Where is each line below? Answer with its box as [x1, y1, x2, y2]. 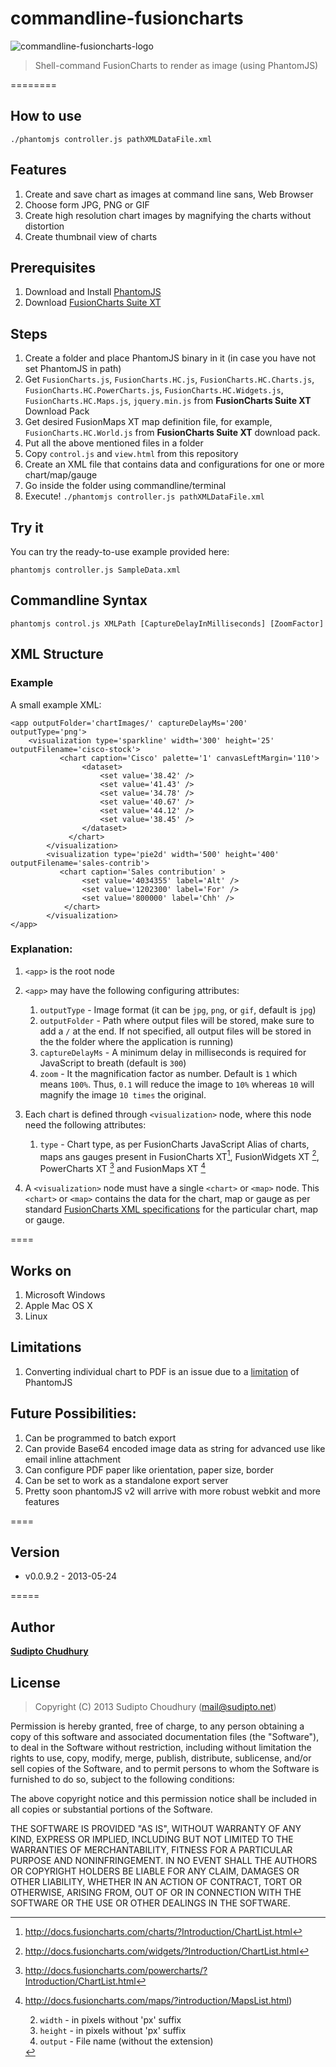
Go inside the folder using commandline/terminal [24, 480, 227, 492]
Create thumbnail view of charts [24, 230, 158, 242]
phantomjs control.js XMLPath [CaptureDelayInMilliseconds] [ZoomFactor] [10, 618, 325, 629]
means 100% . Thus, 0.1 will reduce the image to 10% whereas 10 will [39, 1078, 315, 1090]
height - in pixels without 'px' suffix [39, 2024, 187, 2036]
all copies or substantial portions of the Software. [10, 1803, 213, 1815]
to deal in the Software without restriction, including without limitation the [10, 1741, 312, 1753]
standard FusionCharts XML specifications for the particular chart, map [24, 1203, 319, 1216]
